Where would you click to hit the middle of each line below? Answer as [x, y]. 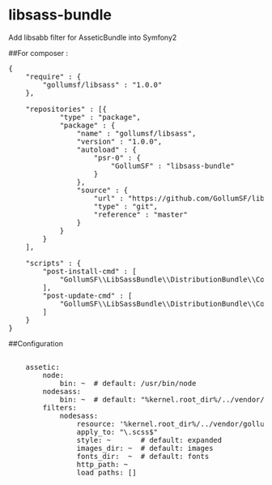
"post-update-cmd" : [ [87, 295]
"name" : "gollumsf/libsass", [136, 133]
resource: [96, 424]
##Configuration [36, 343]
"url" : [108, 198]
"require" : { [53, 76]
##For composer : [38, 53]
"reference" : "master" [141, 214]
